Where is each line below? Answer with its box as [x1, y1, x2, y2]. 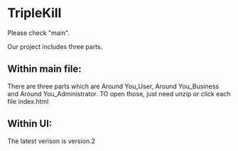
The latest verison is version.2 [7, 137, 96, 145]
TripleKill [7, 5, 62, 21]
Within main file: [7, 63, 82, 75]
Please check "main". [7, 28, 70, 37]
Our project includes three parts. [7, 42, 103, 51]
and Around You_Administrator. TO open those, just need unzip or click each [7, 89, 231, 98]
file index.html [7, 97, 49, 105]
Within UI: [7, 118, 53, 130]
